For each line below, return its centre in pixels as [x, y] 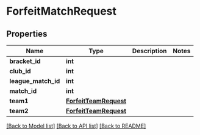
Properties [27, 34]
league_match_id [35, 81]
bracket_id [25, 61]
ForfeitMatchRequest [62, 11]
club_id [20, 71]
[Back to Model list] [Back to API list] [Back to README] [76, 126]
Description [149, 51]
